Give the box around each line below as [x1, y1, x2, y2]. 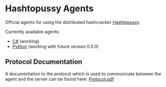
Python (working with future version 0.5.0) [12, 43, 99, 49]
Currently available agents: [5, 29, 60, 34]
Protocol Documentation [5, 58, 83, 66]
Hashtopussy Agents [5, 3, 94, 14]
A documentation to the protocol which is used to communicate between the [5, 71, 162, 77]
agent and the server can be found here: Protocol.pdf [5, 76, 114, 82]
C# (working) [12, 38, 40, 44]
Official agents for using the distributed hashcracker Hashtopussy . [5, 19, 141, 25]
